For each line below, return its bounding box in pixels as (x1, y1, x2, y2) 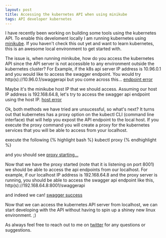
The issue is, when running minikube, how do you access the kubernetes (5, 56, 155, 61)
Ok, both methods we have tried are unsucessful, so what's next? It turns (5, 106, 155, 112)
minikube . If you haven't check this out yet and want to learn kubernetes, (5, 41, 155, 47)
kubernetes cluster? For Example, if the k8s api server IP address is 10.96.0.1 (5, 66, 162, 72)
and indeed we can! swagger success (5, 192, 83, 198)
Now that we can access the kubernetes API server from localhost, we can (5, 202, 158, 208)
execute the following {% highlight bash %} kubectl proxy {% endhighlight (5, 137, 157, 143)
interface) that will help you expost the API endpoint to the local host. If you (5, 117, 159, 123)
